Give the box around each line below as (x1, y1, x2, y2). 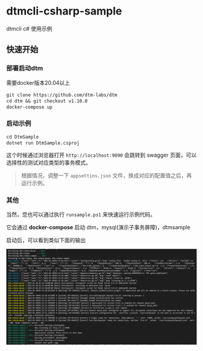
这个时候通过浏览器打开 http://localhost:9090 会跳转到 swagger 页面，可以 (6, 151, 197, 159)
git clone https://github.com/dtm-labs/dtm (6, 92, 118, 98)
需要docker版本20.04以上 (6, 79, 71, 86)
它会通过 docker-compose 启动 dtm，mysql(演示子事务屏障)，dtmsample (6, 224, 190, 231)
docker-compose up (6, 104, 53, 110)
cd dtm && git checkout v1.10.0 (6, 98, 88, 104)
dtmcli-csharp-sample (6, 4, 123, 18)
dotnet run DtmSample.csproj (6, 140, 80, 146)
